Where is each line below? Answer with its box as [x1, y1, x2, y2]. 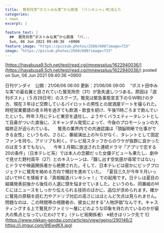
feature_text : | [5, 30, 38, 35]
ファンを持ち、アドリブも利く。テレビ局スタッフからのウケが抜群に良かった [5, 138, 160, 144]
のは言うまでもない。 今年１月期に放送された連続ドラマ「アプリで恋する [5, 144, 157, 150]
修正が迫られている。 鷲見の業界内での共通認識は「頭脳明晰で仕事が [9, 125, 152, 131]
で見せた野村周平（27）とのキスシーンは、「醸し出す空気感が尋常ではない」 [5, 156, 158, 162]
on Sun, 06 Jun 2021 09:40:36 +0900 [5, 72, 82, 78]
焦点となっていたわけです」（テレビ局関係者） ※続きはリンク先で [13, 211, 144, 217]
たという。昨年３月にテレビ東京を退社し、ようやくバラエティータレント [5, 113, 151, 119]
